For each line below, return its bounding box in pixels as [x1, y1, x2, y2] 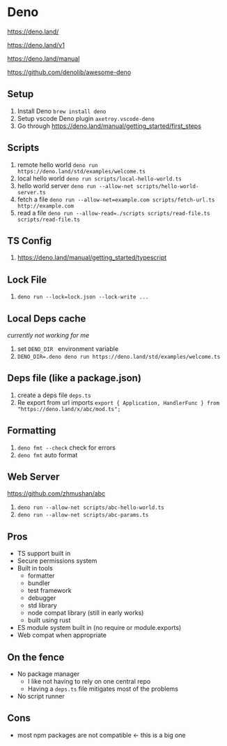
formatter [27, 571, 55, 580]
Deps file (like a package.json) [7, 372, 141, 385]
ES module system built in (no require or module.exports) [17, 624, 182, 632]
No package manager [17, 670, 80, 678]
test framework [27, 587, 72, 595]
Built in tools [17, 564, 54, 573]
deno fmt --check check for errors [17, 443, 116, 452]
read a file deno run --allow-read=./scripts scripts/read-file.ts [17, 208, 210, 217]
